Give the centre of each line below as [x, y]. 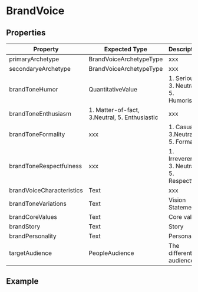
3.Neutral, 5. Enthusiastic [123, 117]
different [181, 253]
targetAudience [30, 253]
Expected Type [126, 49]
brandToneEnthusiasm [40, 114]
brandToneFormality [37, 134]
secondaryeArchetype [40, 69]
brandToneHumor [34, 89]
